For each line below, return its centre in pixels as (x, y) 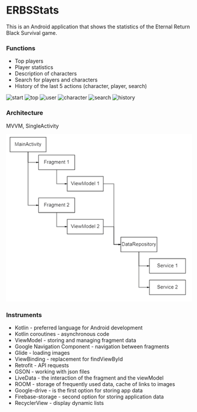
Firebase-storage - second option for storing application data (89, 397)
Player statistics (34, 67)
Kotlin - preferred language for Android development (78, 328)
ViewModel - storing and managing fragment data (75, 341)
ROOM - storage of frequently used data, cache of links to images (95, 384)
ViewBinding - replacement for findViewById (69, 359)
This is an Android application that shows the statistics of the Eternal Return (98, 27)
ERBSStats (32, 10)
